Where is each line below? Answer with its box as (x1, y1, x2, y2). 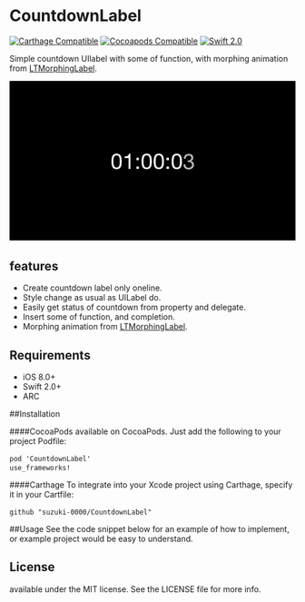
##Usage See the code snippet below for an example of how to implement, (9, 523, 290, 534)
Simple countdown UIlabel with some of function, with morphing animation (9, 53, 289, 64)
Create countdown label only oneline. (22, 282, 162, 293)
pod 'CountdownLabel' (9, 454, 92, 463)
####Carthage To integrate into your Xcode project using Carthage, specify (9, 479, 293, 490)
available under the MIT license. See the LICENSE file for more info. (9, 583, 261, 595)
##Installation (9, 408, 61, 419)
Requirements (9, 347, 91, 363)
